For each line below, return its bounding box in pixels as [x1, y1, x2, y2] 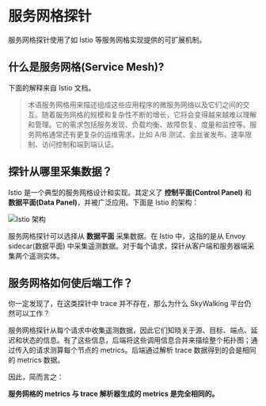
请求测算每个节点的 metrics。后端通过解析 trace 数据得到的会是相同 [35, 346, 256, 355]
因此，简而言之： [8, 372, 64, 381]
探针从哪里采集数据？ [8, 165, 112, 178]
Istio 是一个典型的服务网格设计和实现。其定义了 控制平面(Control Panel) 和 [8, 187, 252, 197]
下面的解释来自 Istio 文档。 [8, 82, 96, 92]
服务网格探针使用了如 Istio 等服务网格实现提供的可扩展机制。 [8, 35, 207, 44]
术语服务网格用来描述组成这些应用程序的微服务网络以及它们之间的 [27, 100, 243, 109]
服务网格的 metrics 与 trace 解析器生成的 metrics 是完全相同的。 [8, 389, 219, 399]
